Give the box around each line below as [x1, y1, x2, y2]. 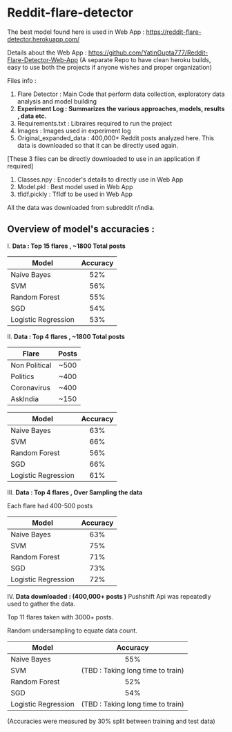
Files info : [7, 76, 37, 84]
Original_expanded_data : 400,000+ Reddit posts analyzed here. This [17, 133, 215, 142]
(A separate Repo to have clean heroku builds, [79, 55, 211, 64]
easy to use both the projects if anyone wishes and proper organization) [7, 63, 213, 71]
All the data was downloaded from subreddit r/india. [7, 203, 155, 211]
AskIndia [10, 394, 39, 403]
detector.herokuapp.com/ [7, 35, 80, 43]
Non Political [10, 360, 52, 370]
